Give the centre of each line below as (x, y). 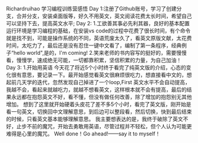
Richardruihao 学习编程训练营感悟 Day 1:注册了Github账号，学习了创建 (91, 9)
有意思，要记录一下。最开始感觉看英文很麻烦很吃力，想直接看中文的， (101, 75)
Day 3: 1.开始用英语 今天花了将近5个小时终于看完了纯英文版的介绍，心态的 (96, 67)
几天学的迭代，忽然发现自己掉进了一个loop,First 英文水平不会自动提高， (103, 82)
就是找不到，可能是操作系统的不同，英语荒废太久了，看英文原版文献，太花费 (99, 38)
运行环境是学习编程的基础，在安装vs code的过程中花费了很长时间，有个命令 (98, 31)
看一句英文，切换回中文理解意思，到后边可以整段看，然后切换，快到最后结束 (99, 112)
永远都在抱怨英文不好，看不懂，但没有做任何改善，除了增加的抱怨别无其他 (101, 97)
